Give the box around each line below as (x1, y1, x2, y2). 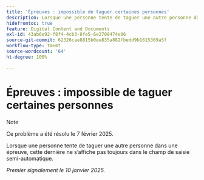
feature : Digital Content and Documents (6, 25, 110, 32)
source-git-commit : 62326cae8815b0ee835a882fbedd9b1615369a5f (6, 37, 167, 43)
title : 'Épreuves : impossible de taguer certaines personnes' (6, 8, 170, 15)
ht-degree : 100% (6, 54, 47, 60)
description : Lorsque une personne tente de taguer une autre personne (6, 15, 191, 21)
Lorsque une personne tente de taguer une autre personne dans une (6, 142, 178, 149)
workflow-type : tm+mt (6, 43, 61, 49)
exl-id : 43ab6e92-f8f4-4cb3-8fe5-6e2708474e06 (6, 32, 126, 38)
